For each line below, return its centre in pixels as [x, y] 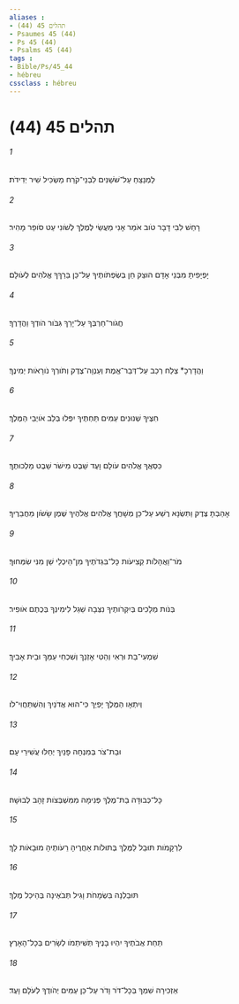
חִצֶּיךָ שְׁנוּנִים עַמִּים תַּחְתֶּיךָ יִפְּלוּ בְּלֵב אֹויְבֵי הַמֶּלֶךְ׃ [84, 418]
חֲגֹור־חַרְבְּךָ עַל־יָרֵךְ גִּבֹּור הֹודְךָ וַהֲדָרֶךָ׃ [66, 322]
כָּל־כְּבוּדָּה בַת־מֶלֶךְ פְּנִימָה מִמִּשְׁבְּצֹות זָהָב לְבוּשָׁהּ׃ [86, 799]
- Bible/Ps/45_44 [41, 67]
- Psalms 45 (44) [41, 50]
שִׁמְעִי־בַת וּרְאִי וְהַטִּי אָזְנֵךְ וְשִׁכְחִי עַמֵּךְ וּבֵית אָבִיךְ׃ [84, 657]
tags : [21, 58]
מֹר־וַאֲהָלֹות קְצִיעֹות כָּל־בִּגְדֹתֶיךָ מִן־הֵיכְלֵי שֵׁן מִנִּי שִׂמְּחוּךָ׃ [96, 561]
